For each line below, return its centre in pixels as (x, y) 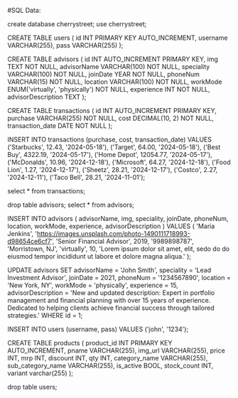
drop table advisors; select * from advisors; (71, 205)
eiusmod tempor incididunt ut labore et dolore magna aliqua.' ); (99, 256)
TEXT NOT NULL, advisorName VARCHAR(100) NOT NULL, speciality (109, 66)
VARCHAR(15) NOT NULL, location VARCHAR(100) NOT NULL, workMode (115, 82)
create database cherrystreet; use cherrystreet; (77, 24)
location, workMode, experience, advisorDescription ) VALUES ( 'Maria (111, 226)
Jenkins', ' (22, 233)
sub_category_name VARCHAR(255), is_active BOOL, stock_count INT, (110, 366)
